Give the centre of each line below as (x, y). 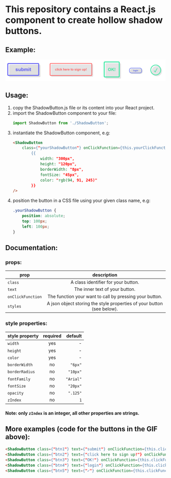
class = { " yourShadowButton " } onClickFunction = (71, 148)
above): (18, 437)
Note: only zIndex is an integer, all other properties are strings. (73, 413)
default (74, 336)
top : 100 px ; (35, 221)
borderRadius (21, 372)
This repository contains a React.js (81, 9)
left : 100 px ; (36, 227)
